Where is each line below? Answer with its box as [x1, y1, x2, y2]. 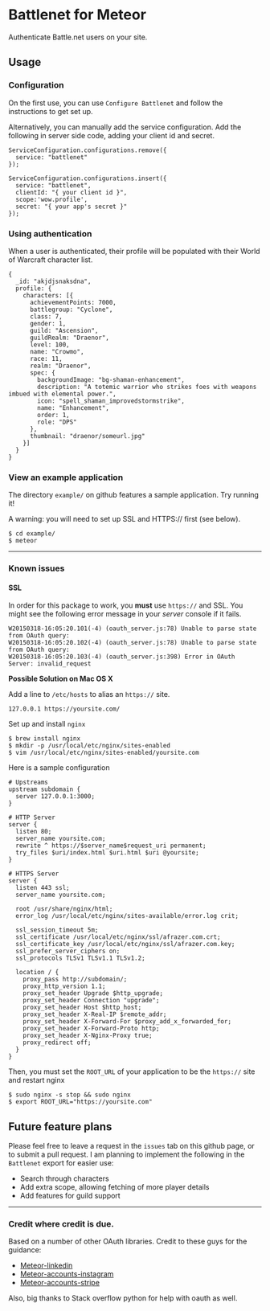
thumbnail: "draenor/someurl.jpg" [29, 432, 146, 440]
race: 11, [29, 354, 63, 363]
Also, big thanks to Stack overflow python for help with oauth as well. [8, 1293, 238, 1303]
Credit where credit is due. [8, 1219, 114, 1230]
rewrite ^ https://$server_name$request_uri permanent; [15, 842, 207, 850]
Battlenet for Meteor [8, 6, 147, 24]
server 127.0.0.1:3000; [15, 793, 95, 801]
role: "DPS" [37, 418, 78, 426]
